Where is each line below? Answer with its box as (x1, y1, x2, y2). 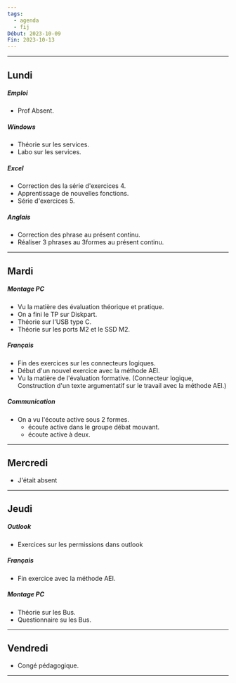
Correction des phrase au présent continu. (17, 230, 140, 239)
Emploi (7, 89, 28, 97)
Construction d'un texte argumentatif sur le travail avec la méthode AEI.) (17, 381, 227, 389)
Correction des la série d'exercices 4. (17, 182, 126, 190)
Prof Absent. (17, 106, 54, 115)
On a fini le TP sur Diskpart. (17, 310, 98, 318)
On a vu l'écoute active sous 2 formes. (17, 415, 130, 423)
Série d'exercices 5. (17, 196, 75, 205)
